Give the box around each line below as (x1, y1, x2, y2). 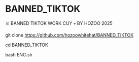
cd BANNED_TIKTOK (5, 42, 48, 48)
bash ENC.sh (5, 51, 33, 57)
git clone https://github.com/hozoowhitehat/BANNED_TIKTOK (5, 32, 134, 38)
